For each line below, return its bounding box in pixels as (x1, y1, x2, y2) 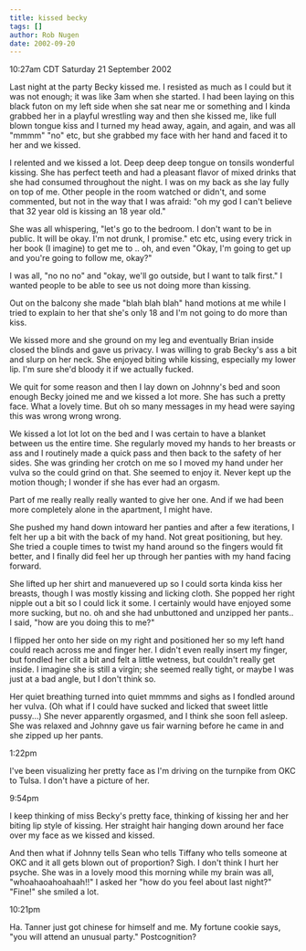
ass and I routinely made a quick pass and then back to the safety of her (9, 448, 281, 459)
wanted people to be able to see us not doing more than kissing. (9, 280, 251, 291)
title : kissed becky (9, 13, 89, 23)
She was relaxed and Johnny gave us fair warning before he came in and (9, 720, 285, 731)
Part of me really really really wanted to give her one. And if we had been (9, 495, 284, 506)
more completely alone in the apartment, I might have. (9, 504, 213, 516)
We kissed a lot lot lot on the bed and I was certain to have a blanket (9, 428, 267, 439)
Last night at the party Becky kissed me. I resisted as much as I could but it (9, 81, 292, 92)
